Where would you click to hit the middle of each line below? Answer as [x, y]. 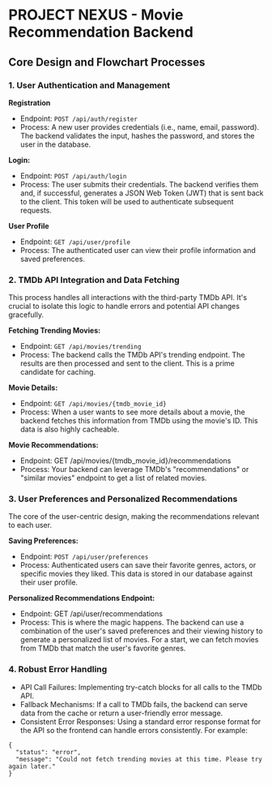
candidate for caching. [57, 372]
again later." [32, 766]
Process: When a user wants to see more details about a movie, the [132, 412]
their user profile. [49, 582]
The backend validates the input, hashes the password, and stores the [137, 135]
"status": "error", [49, 752]
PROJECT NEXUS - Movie [96, 15]
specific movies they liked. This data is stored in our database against [136, 574]
